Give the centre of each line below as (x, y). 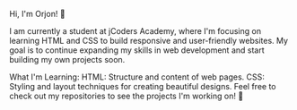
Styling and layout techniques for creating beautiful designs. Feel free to (143, 86)
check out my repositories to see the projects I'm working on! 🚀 (127, 96)
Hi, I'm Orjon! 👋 (37, 14)
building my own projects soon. (67, 59)
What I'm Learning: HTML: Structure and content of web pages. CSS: (137, 77)
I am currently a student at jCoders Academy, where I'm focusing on (135, 31)
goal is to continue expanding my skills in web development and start (137, 50)
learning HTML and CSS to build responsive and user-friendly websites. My (149, 41)
